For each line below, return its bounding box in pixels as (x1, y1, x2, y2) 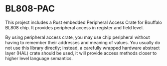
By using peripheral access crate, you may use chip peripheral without (5, 34, 151, 40)
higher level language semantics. (5, 55, 73, 61)
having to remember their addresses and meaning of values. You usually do (5, 39, 161, 45)
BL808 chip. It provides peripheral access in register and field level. (5, 24, 144, 30)
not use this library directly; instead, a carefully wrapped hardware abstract (5, 45, 160, 51)
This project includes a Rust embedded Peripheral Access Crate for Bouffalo (5, 19, 162, 25)
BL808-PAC (5, 3, 55, 14)
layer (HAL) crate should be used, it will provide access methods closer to (5, 50, 157, 56)
